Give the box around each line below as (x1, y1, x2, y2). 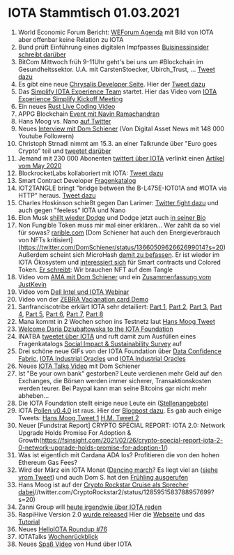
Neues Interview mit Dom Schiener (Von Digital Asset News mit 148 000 (17, 124, 225, 133)
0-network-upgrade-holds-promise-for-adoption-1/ (17, 443, 166, 452)
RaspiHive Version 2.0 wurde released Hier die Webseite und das (17, 510, 205, 518)
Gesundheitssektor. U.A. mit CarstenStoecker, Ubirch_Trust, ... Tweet (17, 65, 215, 73)
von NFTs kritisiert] (17, 235, 73, 244)
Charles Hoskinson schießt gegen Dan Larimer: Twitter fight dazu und (17, 198, 219, 207)
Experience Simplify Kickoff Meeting (17, 94, 123, 103)
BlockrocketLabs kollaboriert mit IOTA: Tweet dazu (17, 169, 164, 177)
